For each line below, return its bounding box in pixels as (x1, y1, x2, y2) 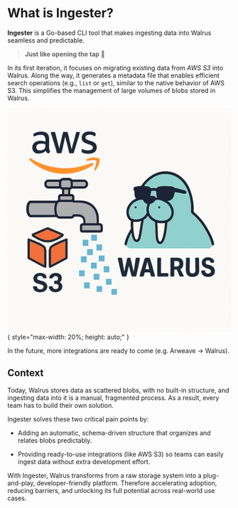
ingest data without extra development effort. (17, 457, 151, 466)
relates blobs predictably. (17, 436, 92, 445)
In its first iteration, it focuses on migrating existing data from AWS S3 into (7, 63, 224, 72)
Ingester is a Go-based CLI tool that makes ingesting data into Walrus (7, 28, 212, 37)
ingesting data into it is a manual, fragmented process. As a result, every (7, 393, 220, 402)
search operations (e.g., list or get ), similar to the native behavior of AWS (7, 78, 225, 87)
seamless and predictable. (7, 36, 85, 44)
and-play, (7, 478, 36, 487)
